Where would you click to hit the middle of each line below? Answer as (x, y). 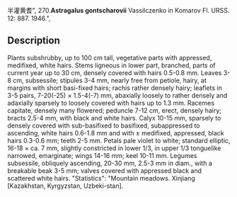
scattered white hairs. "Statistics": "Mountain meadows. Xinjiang (102, 178)
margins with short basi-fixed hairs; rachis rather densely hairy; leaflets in (115, 88)
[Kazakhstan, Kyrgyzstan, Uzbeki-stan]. (65, 186)
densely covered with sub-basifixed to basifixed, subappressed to (104, 125)
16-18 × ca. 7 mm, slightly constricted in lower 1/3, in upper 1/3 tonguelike (114, 148)
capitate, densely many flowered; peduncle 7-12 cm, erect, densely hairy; (114, 110)
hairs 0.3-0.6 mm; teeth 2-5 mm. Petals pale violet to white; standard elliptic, (119, 140)
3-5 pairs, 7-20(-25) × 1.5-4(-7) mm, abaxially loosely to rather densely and (117, 95)
